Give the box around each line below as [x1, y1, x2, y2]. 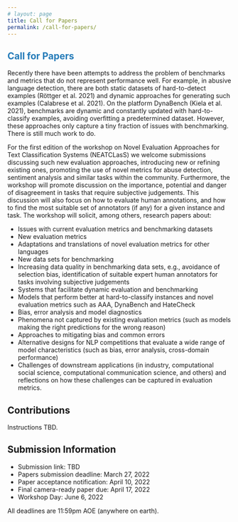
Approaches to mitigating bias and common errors [17, 331, 166, 339]
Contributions [7, 404, 70, 416]
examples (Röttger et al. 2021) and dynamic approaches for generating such [7, 92, 231, 100]
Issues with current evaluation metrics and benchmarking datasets [17, 225, 213, 233]
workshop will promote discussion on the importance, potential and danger [7, 181, 227, 189]
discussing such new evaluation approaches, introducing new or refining [7, 158, 220, 167]
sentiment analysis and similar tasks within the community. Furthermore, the [7, 174, 231, 182]
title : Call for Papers [7, 17, 78, 24]
